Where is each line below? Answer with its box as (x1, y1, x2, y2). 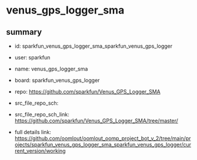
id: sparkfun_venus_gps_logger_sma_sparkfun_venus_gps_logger (14, 42, 173, 49)
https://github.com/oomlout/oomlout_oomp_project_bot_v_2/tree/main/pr (14, 135, 191, 142)
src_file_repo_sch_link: (14, 111, 69, 118)
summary (6, 27, 42, 37)
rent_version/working (14, 148, 66, 154)
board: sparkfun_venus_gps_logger (14, 77, 100, 84)
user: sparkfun (14, 54, 51, 61)
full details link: (14, 129, 52, 135)
